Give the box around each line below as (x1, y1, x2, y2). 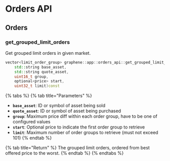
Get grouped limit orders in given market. (5, 50, 91, 56)
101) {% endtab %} (12, 135, 52, 141)
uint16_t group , (14, 74, 49, 79)
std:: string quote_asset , (14, 69, 69, 74)
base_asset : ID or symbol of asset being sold (12, 103, 106, 109)
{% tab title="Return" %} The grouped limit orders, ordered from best (5, 145, 150, 151)
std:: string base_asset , (14, 65, 67, 70)
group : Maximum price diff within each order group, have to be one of (12, 113, 158, 119)
